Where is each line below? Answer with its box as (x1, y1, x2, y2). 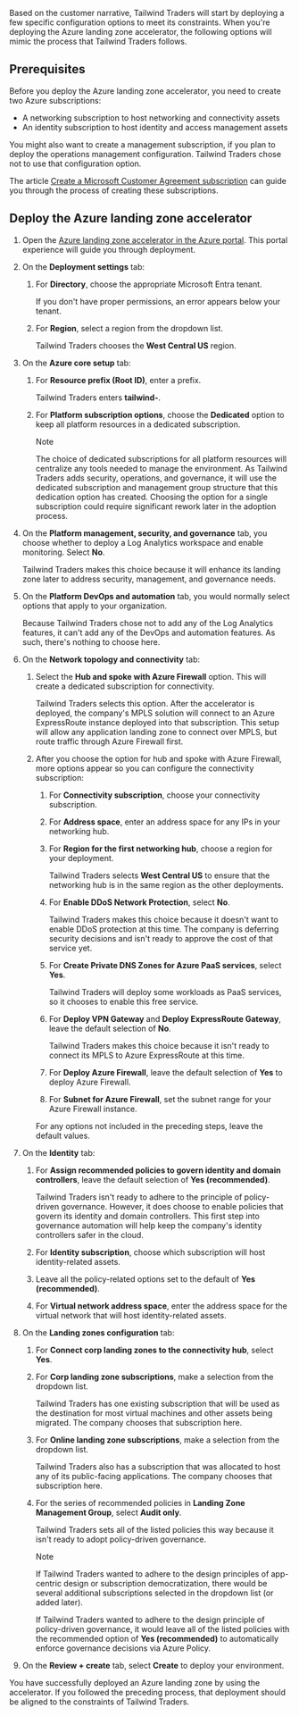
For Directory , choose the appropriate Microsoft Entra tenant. (35, 279, 262, 289)
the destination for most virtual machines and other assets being (35, 1407, 273, 1419)
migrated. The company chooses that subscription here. (35, 1417, 243, 1427)
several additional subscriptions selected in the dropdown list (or (35, 1587, 274, 1598)
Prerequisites (9, 62, 86, 77)
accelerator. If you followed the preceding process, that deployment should (9, 1687, 286, 1697)
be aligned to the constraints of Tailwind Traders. (9, 1696, 190, 1707)
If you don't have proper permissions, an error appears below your (35, 296, 281, 306)
